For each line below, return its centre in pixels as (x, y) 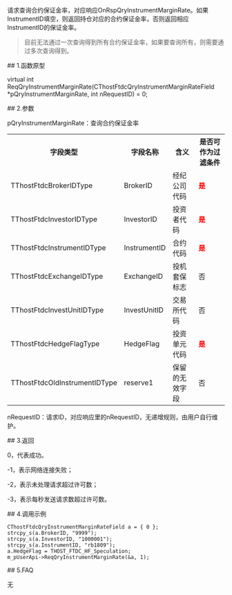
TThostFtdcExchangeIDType (57, 276)
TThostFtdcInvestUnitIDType (57, 310)
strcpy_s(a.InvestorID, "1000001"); (60, 539)
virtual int (21, 79)
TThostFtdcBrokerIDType (52, 185)
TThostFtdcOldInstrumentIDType (64, 383)
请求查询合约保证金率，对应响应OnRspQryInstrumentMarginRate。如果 (108, 10)
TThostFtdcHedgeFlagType (55, 344)
